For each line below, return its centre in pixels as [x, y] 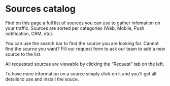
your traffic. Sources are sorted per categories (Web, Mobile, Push [75, 28]
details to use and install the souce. [42, 79]
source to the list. [23, 54]
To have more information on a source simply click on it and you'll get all [81, 73]
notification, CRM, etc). [29, 33]
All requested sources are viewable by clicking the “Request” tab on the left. [85, 64]
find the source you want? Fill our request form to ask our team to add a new [85, 49]
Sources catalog [41, 9]
